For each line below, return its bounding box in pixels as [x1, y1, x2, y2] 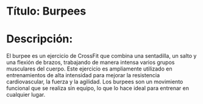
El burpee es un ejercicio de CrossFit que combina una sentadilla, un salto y [6, 52, 197, 60]
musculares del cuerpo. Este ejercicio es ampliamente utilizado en [6, 65, 173, 72]
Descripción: [6, 32, 73, 46]
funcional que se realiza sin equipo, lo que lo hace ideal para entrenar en [6, 85, 189, 92]
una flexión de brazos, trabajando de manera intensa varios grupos [6, 59, 175, 66]
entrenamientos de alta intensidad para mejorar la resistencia [6, 72, 160, 79]
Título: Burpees [6, 4, 87, 18]
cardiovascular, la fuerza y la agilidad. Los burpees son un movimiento [6, 78, 183, 86]
